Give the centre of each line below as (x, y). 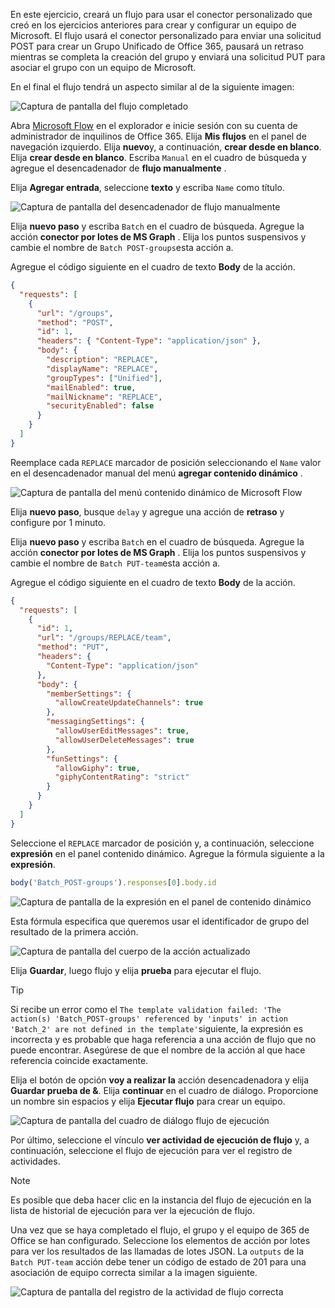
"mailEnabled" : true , (91, 387)
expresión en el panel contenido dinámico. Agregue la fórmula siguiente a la (167, 853)
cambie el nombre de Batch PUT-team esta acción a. (115, 563)
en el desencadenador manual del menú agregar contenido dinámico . (156, 473)
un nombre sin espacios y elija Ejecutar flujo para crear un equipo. (148, 1101)
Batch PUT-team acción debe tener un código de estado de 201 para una (158, 1261)
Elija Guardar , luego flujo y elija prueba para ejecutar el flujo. (136, 970)
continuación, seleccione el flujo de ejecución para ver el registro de (151, 1150)
